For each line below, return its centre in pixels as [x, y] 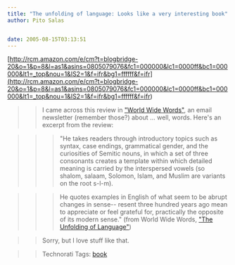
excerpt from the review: [78, 125]
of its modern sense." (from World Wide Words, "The [136, 219]
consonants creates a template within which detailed [136, 161]
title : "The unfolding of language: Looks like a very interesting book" [118, 14]
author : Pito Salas [36, 20]
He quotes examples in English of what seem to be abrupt [143, 197]
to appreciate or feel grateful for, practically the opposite [141, 212]
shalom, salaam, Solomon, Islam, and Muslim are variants [142, 176]
